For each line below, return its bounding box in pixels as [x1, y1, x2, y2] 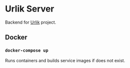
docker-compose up [5, 48, 49, 54]
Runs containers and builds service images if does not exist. [5, 57, 125, 63]
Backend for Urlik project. [5, 19, 57, 25]
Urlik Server [5, 3, 54, 14]
